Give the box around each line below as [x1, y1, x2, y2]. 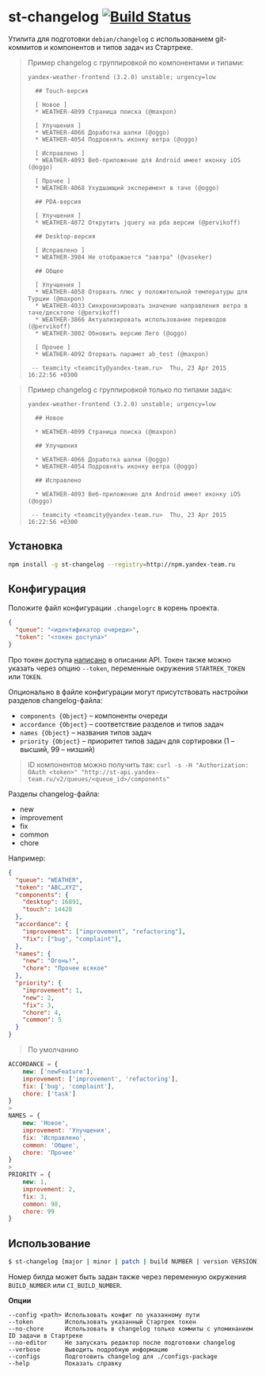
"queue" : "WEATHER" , [15, 876, 83, 884]
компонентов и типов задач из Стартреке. [50, 42, 193, 51]
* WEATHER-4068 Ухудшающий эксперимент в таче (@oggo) [35, 184, 220, 192]
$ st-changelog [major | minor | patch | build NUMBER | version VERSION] [8, 1258, 260, 1266]
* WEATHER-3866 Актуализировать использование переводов [35, 315, 227, 324]
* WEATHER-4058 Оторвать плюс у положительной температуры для [35, 287, 248, 296]
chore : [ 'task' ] [22, 1089, 77, 1098]
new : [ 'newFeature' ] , [22, 1067, 93, 1076]
